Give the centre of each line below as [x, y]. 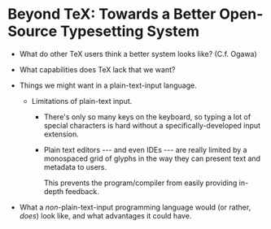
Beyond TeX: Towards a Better [112, 14]
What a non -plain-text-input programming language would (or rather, [135, 207]
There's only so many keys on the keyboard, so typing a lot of [147, 117]
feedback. [82, 191]
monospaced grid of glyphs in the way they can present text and [152, 158]
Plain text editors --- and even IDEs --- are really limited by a [145, 149]
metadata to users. [75, 166]
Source [33, 31]
